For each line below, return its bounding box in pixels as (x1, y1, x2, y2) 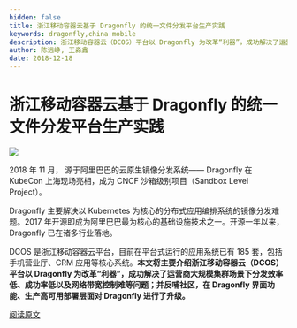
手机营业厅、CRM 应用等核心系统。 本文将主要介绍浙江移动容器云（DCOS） (9, 257, 285, 268)
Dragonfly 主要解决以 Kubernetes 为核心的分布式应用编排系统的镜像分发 (9, 205, 272, 216)
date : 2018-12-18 (9, 54, 73, 63)
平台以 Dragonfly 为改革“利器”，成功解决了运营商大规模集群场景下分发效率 (9, 268, 284, 278)
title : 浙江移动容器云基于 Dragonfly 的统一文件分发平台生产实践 (9, 21, 225, 30)
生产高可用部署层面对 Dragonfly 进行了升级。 (24, 290, 190, 301)
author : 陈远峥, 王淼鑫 (9, 46, 88, 55)
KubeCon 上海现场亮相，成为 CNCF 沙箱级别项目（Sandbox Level (9, 175, 249, 186)
